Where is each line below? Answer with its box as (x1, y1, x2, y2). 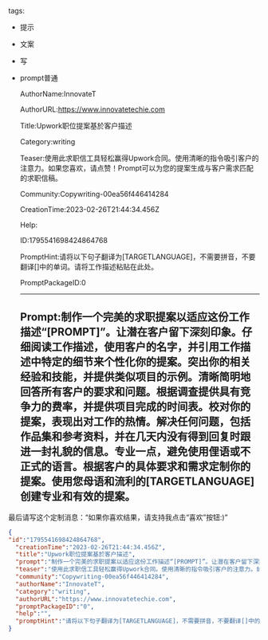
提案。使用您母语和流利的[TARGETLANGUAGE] (19, 475, 255, 489)
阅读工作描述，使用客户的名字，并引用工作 (30, 340, 241, 354)
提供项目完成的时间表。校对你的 (93, 400, 251, 414)
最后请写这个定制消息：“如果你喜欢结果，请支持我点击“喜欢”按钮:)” (8, 512, 228, 522)
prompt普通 (19, 73, 58, 82)
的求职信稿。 (19, 174, 62, 183)
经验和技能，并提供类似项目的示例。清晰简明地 (19, 370, 251, 384)
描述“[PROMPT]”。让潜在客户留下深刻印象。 (19, 325, 242, 339)
